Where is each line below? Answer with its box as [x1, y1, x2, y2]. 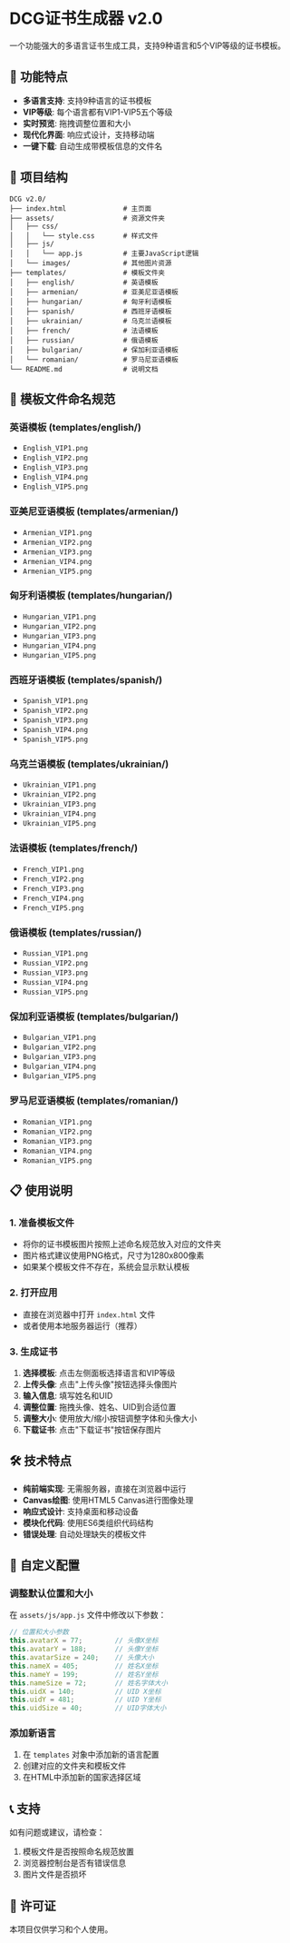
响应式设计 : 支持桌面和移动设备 [22, 1505, 139, 1517]
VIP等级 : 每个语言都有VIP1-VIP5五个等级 [22, 106, 173, 117]
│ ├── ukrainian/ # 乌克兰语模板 [9, 316, 172, 325]
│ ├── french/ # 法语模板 [9, 326, 159, 335]
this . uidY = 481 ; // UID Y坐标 [9, 1695, 161, 1704]
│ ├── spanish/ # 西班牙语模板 [9, 306, 172, 316]
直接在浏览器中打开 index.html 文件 [22, 1309, 156, 1320]
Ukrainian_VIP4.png [22, 809, 97, 818]
